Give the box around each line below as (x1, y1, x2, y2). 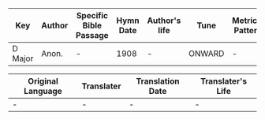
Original (27, 76, 59, 86)
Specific (76, 10, 109, 21)
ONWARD (188, 48, 225, 58)
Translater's (200, 76, 247, 86)
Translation (136, 76, 180, 86)
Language (23, 86, 63, 96)
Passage (76, 30, 109, 40)
